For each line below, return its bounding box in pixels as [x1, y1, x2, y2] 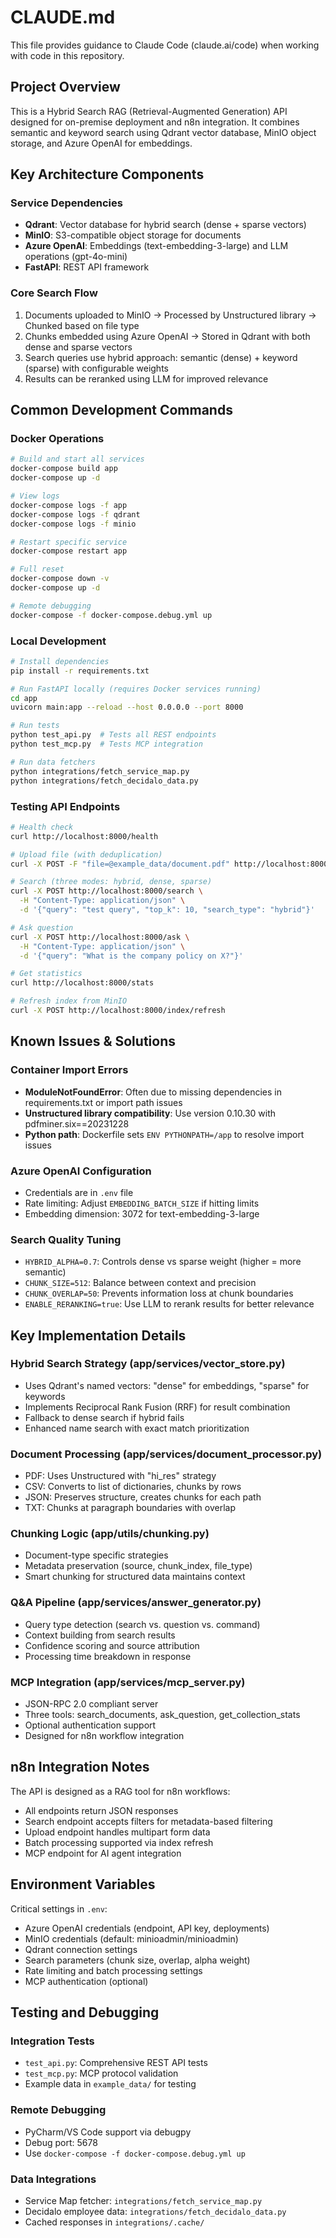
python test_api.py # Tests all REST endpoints [10, 730, 217, 740]
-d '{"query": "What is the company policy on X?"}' [19, 951, 244, 961]
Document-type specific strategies [24, 1549, 169, 1561]
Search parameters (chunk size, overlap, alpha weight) [24, 1954, 251, 1966]
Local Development [10, 634, 107, 648]
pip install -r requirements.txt [10, 666, 150, 676]
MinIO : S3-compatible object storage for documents [24, 229, 242, 241]
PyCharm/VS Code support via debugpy [24, 2126, 192, 2138]
